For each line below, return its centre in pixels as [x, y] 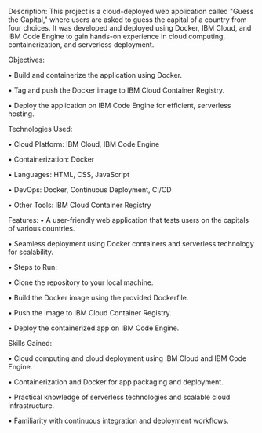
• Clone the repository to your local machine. [81, 282]
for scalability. [31, 252]
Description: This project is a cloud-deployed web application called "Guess [131, 11]
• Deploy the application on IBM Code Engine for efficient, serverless [120, 106]
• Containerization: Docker [51, 159]
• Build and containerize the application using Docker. [95, 75]
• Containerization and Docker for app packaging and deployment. [116, 382]
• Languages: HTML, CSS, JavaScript [69, 175]
